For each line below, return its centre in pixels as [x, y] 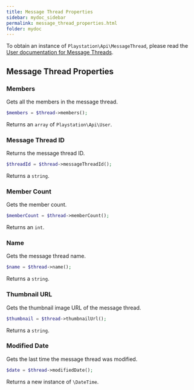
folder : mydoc [24, 29]
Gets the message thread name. [46, 256]
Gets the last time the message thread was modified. [72, 359]
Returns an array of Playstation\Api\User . [59, 124]
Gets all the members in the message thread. [62, 102]
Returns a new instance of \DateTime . [53, 382]
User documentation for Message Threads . [60, 53]
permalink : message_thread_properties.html [62, 23]
